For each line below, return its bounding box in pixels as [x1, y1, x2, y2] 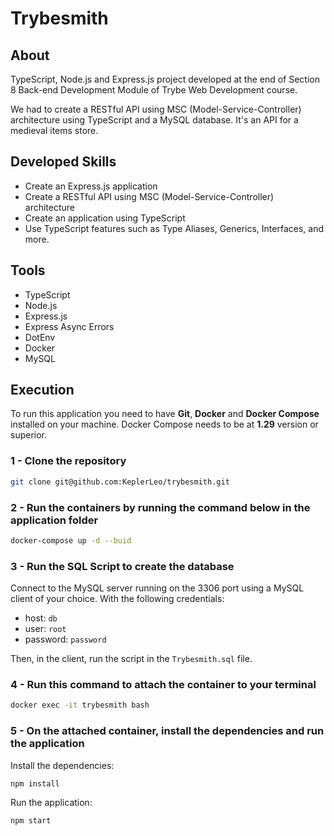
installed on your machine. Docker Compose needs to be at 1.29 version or [10, 418, 319, 431]
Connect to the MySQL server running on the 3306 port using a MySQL [10, 582, 305, 594]
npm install [10, 778, 60, 789]
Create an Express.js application [24, 180, 158, 192]
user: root [24, 623, 67, 635]
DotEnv [24, 331, 56, 343]
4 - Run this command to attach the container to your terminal [10, 678, 317, 691]
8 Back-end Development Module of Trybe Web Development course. [10, 84, 298, 96]
